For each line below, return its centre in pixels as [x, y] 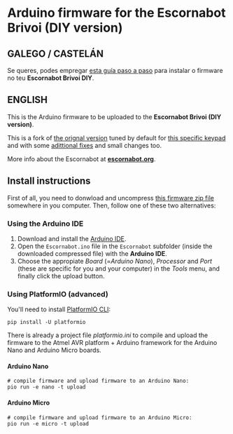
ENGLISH [27, 100]
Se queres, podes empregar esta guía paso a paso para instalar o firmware [115, 70]
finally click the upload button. [61, 276]
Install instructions [49, 181]
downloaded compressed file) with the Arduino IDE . [92, 253]
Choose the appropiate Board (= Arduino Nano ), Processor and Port [114, 261]
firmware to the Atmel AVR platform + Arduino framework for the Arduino [112, 343]
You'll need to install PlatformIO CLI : [59, 309]
